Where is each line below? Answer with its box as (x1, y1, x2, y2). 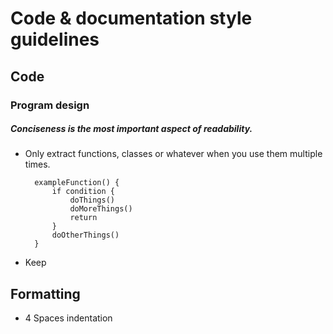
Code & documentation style (10, 7, 253, 30)
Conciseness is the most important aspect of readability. (10, 123, 253, 135)
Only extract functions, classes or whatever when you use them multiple (24, 148, 323, 160)
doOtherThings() (51, 230, 120, 241)
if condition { (51, 187, 115, 197)
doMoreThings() (69, 204, 133, 214)
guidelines (10, 28, 100, 51)
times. (24, 158, 51, 171)
